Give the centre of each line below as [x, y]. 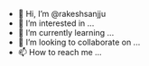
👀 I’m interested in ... [56, 23]
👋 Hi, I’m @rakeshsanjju [62, 14]
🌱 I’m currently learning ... [66, 33]
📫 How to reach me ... [60, 52]
